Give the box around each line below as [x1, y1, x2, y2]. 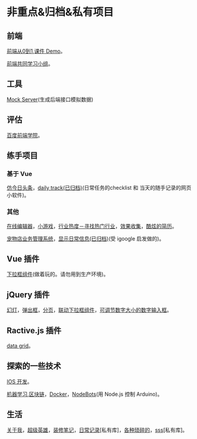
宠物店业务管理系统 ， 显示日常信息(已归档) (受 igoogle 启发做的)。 [6, 235, 165, 242]
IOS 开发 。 [6, 378, 33, 385]
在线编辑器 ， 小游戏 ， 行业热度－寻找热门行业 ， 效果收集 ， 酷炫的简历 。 [6, 222, 178, 229]
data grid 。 [6, 342, 34, 349]
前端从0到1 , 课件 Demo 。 [6, 48, 66, 54]
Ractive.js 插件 [6, 326, 61, 336]
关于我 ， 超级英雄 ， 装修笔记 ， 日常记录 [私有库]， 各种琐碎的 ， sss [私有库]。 [6, 426, 188, 433]
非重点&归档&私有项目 [6, 5, 114, 19]
